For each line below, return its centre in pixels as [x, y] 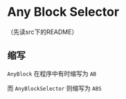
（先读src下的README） [43, 32]
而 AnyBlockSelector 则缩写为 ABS [54, 88]
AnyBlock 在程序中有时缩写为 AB [52, 74]
